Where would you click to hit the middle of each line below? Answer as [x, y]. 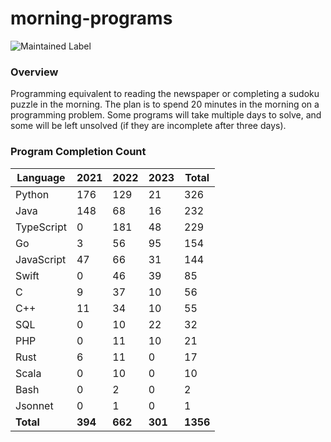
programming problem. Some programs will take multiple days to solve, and [166, 115]
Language [41, 177]
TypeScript [41, 227]
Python [32, 194]
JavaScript [41, 259]
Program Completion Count [78, 152]
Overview [34, 72]
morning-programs [91, 18]
